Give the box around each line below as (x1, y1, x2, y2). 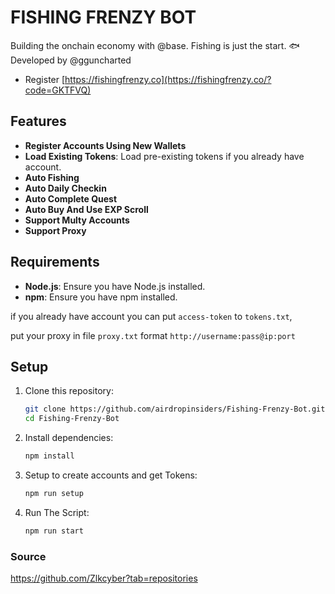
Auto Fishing (24, 171, 80, 183)
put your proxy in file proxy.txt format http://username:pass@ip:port (10, 329, 296, 341)
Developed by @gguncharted (10, 54, 132, 66)
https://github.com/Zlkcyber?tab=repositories (10, 572, 198, 585)
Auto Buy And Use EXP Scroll (24, 203, 149, 215)
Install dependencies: (24, 432, 114, 444)
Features (10, 113, 67, 130)
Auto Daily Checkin (24, 182, 107, 194)
